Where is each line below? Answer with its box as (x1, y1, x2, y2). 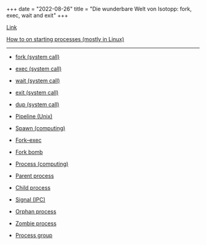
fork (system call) (15, 53, 60, 60)
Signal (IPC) (15, 196, 46, 203)
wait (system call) (15, 77, 60, 84)
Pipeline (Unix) (15, 113, 53, 120)
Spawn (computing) (15, 125, 66, 131)
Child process (15, 184, 51, 191)
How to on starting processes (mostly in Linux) (6, 36, 124, 42)
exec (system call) (15, 65, 62, 72)
